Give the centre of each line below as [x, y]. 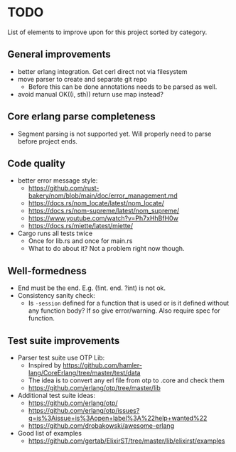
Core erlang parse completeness [81, 117]
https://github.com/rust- [64, 188]
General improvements [59, 54]
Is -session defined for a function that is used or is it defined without [129, 303]
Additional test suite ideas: [57, 395]
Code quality [36, 163]
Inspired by [45, 365]
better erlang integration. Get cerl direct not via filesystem [102, 71]
